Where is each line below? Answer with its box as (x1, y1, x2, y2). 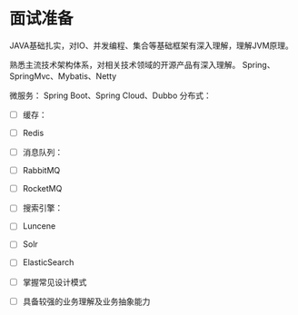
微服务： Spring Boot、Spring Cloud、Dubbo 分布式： (9, 90, 212, 101)
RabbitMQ (22, 165, 61, 176)
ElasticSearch (22, 257, 74, 268)
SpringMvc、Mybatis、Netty (9, 70, 117, 82)
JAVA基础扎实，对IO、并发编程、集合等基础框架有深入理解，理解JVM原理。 (9, 40, 293, 51)
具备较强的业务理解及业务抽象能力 (22, 296, 151, 307)
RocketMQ (22, 183, 63, 194)
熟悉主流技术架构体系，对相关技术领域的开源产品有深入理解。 (9, 59, 241, 70)
